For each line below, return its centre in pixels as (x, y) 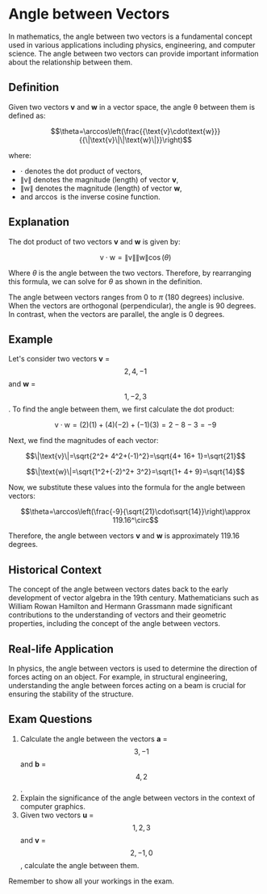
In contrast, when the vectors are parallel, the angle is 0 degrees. (117, 314)
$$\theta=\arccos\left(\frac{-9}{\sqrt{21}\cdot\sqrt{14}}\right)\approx (136, 512)
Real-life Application (61, 649)
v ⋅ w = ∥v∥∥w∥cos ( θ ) (136, 257)
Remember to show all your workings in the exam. (92, 881)
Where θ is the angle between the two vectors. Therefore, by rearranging (130, 273)
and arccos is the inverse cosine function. (90, 196)
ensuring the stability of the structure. (71, 694)
